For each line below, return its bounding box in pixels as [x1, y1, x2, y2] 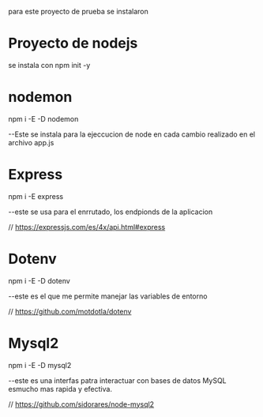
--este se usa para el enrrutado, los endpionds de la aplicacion [8, 207, 213, 216]
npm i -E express [8, 191, 64, 201]
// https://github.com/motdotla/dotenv [8, 306, 132, 316]
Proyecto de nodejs [8, 35, 138, 52]
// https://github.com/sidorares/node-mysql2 [8, 399, 155, 409]
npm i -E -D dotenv [8, 276, 71, 285]
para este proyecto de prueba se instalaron [8, 7, 148, 16]
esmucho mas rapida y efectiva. [8, 384, 113, 393]
